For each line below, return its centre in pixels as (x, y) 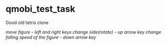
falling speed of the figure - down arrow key (51, 37)
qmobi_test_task (41, 9)
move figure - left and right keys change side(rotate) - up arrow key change (83, 32)
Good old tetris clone (27, 22)
